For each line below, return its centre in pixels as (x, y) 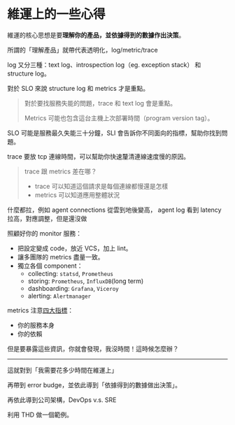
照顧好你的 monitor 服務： (45, 233)
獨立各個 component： (50, 266)
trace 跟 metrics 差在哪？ (60, 171)
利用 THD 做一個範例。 (40, 415)
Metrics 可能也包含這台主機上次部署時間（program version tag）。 (119, 118)
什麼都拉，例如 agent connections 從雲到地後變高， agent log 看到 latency (114, 210)
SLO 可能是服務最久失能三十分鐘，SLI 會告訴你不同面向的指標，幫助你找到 (114, 133)
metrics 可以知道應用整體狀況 (77, 195)
